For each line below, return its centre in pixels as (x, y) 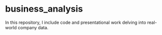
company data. (33, 27)
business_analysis (44, 9)
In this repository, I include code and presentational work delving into (76, 22)
